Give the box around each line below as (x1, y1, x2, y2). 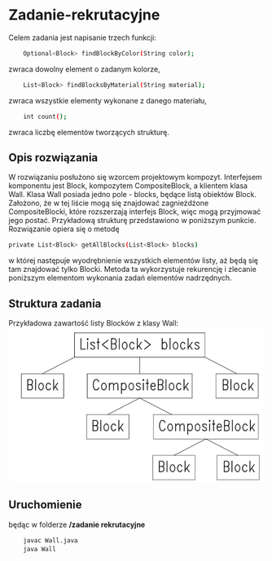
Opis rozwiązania (8, 151, 99, 164)
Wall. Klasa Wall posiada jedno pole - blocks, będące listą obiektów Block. (8, 190, 257, 199)
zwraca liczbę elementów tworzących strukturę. (8, 127, 169, 137)
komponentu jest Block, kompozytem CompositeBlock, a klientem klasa (8, 181, 248, 191)
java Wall (23, 545, 57, 553)
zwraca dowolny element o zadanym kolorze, (8, 64, 160, 74)
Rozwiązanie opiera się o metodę (8, 224, 120, 234)
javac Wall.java (23, 536, 79, 545)
